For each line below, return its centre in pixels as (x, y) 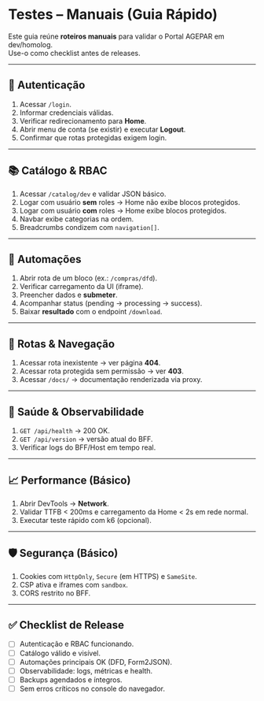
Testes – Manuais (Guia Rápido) (113, 15)
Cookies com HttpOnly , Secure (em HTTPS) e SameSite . (108, 576)
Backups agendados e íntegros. (71, 680)
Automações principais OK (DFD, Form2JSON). (96, 662)
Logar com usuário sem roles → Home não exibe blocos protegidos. (130, 202)
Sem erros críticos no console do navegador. (92, 688)
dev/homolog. (31, 44)
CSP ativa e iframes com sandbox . (73, 584)
